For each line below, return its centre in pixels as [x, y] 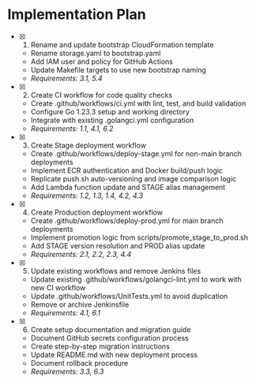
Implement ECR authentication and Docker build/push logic [126, 170]
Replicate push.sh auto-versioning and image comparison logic [134, 178]
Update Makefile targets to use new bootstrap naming [118, 69]
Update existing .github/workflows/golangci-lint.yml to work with [136, 279]
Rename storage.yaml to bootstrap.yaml [96, 53]
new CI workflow [58, 287]
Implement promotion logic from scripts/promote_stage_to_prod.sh [139, 237]
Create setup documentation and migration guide [111, 330]
